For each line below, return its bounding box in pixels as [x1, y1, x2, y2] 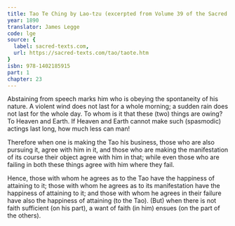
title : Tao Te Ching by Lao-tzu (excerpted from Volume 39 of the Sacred [7, 10, 228, 18]
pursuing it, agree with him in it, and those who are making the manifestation [7, 145, 229, 154]
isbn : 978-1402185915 [7, 62, 71, 69]
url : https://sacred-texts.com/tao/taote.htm [13, 50, 149, 57]
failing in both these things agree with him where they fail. [7, 161, 175, 169]
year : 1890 [7, 17, 39, 24]
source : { [7, 36, 36, 44]
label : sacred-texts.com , [13, 43, 90, 50]
